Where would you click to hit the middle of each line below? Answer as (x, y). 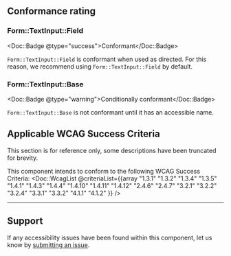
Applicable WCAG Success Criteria (84, 134)
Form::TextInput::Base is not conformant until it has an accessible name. (111, 112)
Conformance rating (52, 11)
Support (25, 221)
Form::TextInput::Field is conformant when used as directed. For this (107, 59)
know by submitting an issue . (48, 245)
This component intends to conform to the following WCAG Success (104, 171)
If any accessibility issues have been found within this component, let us (110, 237)
